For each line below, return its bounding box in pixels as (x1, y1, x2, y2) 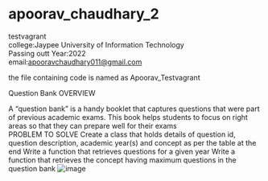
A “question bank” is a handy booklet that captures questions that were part (8, 104, 260, 113)
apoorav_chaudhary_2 (8, 5, 159, 23)
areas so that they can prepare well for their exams (8, 121, 177, 130)
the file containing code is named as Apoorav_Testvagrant (8, 72, 200, 82)
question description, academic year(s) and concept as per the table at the (8, 138, 257, 147)
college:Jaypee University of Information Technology (8, 39, 185, 49)
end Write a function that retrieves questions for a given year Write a (8, 146, 236, 156)
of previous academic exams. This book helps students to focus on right (8, 112, 248, 121)
